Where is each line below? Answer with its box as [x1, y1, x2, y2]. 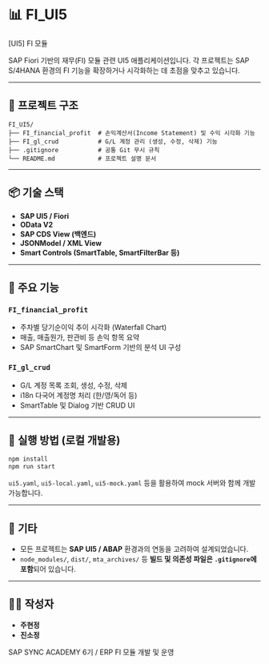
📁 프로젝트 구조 [8, 99, 78, 112]
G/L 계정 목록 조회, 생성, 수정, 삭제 [19, 380, 128, 390]
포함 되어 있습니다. [19, 564, 76, 573]
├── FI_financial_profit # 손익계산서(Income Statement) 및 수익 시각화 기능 [8, 129, 255, 137]
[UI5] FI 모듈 [8, 38, 48, 48]
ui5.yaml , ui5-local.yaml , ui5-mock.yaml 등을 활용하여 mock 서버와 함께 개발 [8, 478, 256, 488]
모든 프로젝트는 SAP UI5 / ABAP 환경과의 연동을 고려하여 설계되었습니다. [19, 544, 249, 553]
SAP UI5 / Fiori [19, 211, 70, 220]
